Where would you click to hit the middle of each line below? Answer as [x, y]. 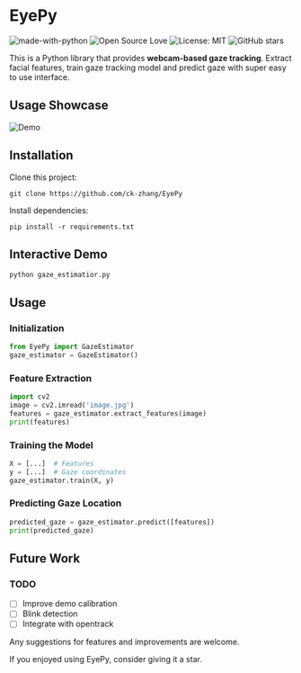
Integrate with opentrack [68, 624]
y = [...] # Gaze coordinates [68, 472]
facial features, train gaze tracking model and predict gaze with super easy [148, 67]
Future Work [45, 558]
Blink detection [50, 614]
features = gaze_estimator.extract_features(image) [108, 413]
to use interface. [40, 76]
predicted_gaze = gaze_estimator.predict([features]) [112, 522]
